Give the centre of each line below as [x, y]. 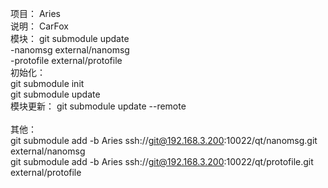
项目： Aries [35, 13]
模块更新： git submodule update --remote [98, 106]
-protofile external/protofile [66, 60]
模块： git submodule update [70, 38]
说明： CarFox [39, 26]
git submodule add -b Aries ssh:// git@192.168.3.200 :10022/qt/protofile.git [162, 161]
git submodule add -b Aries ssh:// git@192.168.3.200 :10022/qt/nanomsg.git [164, 140]
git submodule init [47, 83]
